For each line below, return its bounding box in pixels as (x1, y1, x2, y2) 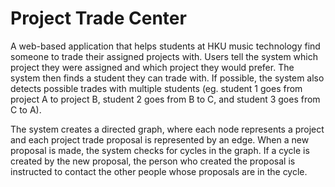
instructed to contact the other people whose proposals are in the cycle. (10, 165, 308, 177)
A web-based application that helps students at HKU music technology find (10, 40, 321, 52)
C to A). (10, 103, 42, 116)
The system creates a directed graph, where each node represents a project (10, 123, 325, 135)
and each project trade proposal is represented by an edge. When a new (10, 133, 310, 146)
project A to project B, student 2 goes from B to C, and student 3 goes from (10, 93, 321, 105)
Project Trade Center (10, 7, 187, 30)
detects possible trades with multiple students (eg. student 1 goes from (10, 82, 303, 94)
